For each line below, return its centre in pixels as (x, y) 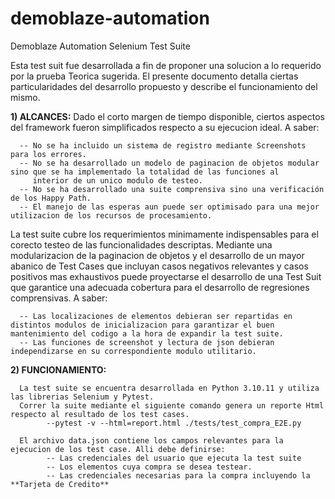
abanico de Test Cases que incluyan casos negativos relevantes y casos (159, 266)
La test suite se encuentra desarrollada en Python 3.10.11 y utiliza (169, 388)
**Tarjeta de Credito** (60, 484)
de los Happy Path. (51, 198)
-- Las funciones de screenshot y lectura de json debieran (147, 342)
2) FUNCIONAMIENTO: (58, 369)
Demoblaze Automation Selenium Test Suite (100, 46)
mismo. (25, 97)
